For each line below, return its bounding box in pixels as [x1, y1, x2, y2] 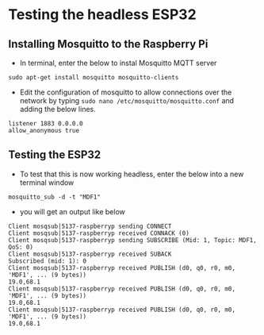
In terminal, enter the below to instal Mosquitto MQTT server [19, 58, 217, 67]
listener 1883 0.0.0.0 [8, 120, 83, 128]
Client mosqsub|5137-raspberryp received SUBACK [8, 250, 172, 258]
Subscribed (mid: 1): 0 [8, 256, 87, 265]
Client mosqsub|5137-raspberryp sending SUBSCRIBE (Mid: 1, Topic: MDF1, [8, 236, 258, 244]
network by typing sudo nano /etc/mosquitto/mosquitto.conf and [19, 96, 235, 105]
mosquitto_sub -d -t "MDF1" [8, 193, 101, 201]
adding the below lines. [19, 105, 97, 114]
